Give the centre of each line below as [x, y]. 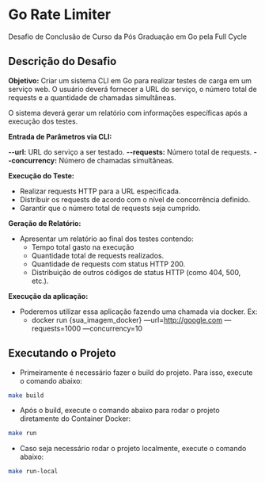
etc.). [40, 281]
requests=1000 [56, 328]
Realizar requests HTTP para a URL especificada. [100, 191]
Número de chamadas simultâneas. [116, 160]
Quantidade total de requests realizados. [98, 255]
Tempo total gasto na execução [83, 247]
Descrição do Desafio [62, 61]
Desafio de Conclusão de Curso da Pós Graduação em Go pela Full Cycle [128, 36]
